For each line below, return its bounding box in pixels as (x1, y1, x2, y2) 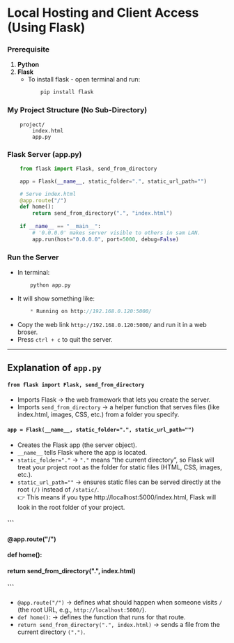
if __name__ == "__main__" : (19, 223, 101, 230)
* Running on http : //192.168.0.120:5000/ (30, 308, 152, 315)
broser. (17, 328, 38, 336)
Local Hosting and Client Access (7, 5, 199, 21)
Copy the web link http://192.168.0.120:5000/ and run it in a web (17, 320, 207, 328)
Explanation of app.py (7, 362, 102, 374)
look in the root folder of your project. (17, 503, 125, 511)
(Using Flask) (7, 20, 86, 36)
